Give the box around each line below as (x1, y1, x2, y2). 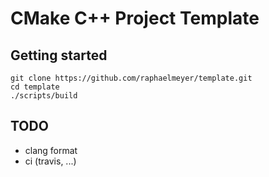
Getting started (10, 47, 108, 64)
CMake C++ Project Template (10, 7, 260, 30)
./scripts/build (10, 91, 78, 101)
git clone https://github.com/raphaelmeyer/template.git (10, 73, 253, 83)
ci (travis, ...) (24, 155, 77, 167)
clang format (24, 144, 78, 156)
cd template (10, 82, 60, 92)
